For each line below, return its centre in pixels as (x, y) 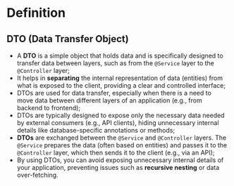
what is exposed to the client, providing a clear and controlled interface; (121, 85)
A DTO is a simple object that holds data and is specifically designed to (120, 55)
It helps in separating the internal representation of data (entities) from (120, 78)
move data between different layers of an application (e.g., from (109, 100)
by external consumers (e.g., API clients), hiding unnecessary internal (118, 123)
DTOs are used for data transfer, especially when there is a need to (114, 93)
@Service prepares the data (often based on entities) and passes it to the (122, 145)
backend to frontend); (49, 108)
